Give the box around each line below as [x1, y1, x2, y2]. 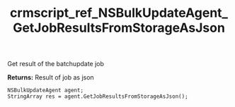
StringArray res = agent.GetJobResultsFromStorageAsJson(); [7, 93, 189, 100]
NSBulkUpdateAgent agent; [7, 87, 84, 94]
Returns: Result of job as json [7, 73, 94, 82]
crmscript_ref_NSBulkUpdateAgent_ [9, 5, 229, 21]
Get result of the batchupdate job [7, 60, 105, 68]
